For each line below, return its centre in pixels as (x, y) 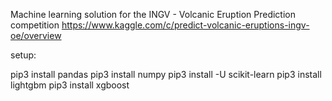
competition (35, 25)
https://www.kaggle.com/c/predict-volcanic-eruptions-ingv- (185, 25)
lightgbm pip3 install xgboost (70, 85)
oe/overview (36, 35)
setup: (23, 55)
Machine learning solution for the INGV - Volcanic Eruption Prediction (153, 14)
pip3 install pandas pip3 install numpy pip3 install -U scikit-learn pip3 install (166, 74)
